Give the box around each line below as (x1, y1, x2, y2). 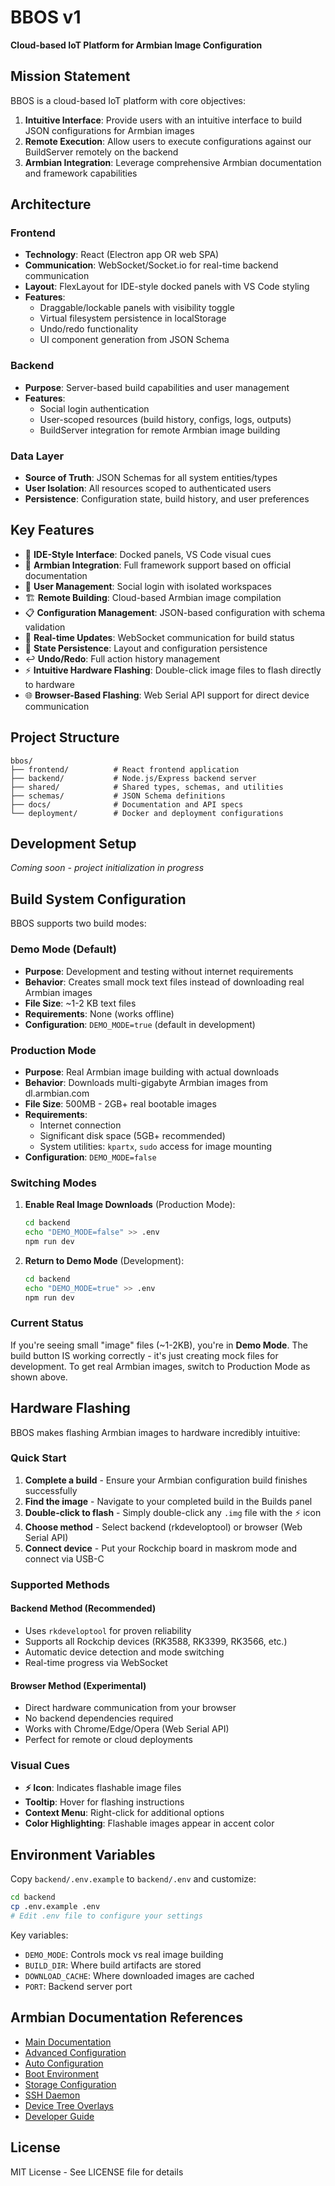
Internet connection (39, 1119, 122, 1131)
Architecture (10, 196, 92, 213)
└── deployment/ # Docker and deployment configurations (10, 808, 284, 818)
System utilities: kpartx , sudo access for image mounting (39, 1140, 273, 1152)
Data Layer (10, 449, 65, 463)
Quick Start (10, 1451, 67, 1465)
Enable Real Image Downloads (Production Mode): (24, 1199, 236, 1211)
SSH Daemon (24, 2089, 81, 2101)
